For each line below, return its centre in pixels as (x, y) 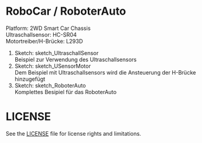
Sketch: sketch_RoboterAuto (50, 85)
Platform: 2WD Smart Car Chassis (48, 28)
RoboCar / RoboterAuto (66, 11)
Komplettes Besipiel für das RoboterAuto (66, 92)
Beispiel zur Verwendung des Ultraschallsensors (75, 59)
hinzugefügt (30, 79)
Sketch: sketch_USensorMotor (52, 66)
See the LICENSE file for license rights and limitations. (74, 133)
